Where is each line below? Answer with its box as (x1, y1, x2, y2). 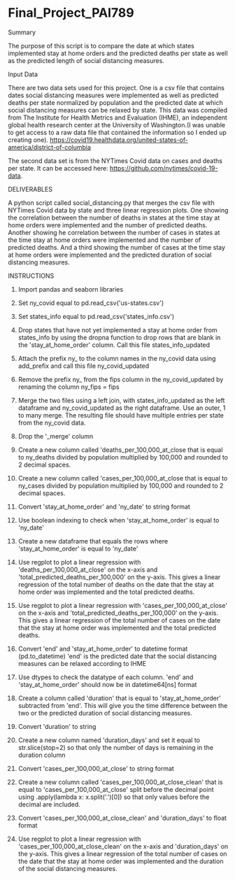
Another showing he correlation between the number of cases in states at (8, 228, 220, 236)
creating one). (8, 135, 48, 144)
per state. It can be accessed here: (8, 164, 108, 172)
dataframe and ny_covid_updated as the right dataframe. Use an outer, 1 (17, 404, 226, 412)
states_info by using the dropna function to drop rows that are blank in (17, 333, 221, 341)
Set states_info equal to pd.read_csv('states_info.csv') (17, 312, 175, 320)
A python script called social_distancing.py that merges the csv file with (8, 198, 215, 207)
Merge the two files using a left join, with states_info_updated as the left (17, 396, 225, 404)
